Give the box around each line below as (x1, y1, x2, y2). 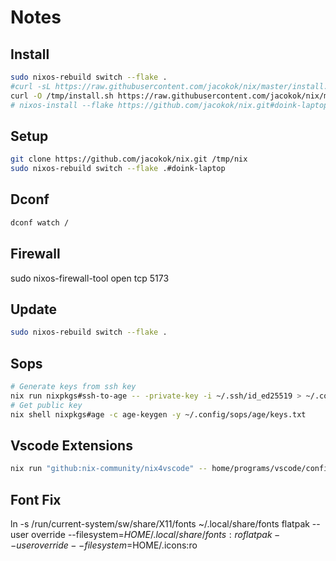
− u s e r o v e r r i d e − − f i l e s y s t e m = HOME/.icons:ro (10, 539, 198, 551)
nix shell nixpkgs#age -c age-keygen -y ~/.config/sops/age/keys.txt (10, 409, 307, 420)
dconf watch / (10, 217, 70, 228)
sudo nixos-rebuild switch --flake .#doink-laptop (10, 164, 226, 174)
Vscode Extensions (10, 437, 133, 454)
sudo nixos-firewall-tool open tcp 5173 (10, 272, 170, 284)
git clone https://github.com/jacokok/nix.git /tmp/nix (10, 154, 248, 165)
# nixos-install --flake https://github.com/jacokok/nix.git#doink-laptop (10, 100, 329, 110)
